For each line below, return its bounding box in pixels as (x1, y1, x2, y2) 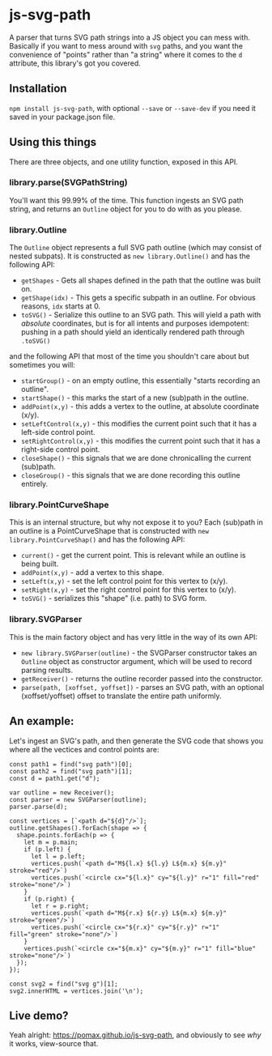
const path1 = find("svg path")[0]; (9, 760, 133, 769)
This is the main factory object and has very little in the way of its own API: (9, 632, 258, 641)
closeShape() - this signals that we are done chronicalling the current (20, 453, 252, 463)
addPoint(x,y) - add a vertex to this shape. (20, 568, 164, 577)
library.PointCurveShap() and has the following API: (9, 534, 185, 544)
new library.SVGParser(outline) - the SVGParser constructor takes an (20, 648, 257, 658)
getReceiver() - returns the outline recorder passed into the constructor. (20, 674, 264, 683)
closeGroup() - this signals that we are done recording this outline (20, 471, 241, 480)
